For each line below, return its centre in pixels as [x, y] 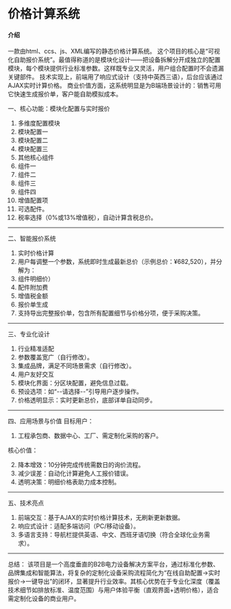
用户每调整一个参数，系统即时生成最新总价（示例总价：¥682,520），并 [117, 262]
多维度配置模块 [39, 123]
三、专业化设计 [29, 334]
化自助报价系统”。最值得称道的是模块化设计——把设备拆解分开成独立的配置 [114, 60]
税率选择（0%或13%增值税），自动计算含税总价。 [87, 217]
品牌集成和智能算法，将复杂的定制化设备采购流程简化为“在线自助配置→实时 [114, 573]
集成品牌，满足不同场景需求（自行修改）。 [76, 366]
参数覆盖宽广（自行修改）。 [55, 357]
